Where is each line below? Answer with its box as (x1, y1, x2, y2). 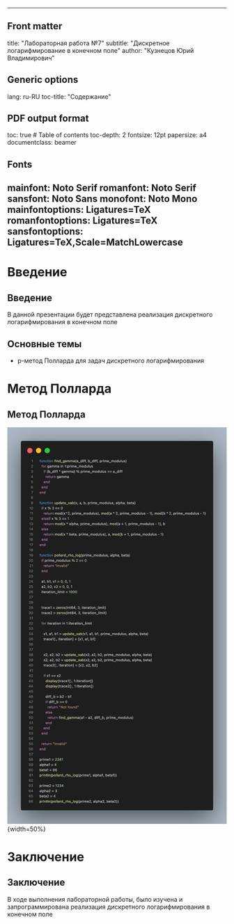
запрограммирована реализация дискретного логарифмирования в (7, 902, 210, 911)
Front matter (7, 20, 63, 32)
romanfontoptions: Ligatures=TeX (7, 215, 158, 227)
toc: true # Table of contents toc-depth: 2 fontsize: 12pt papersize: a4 (7, 131, 208, 139)
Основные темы (7, 338, 82, 350)
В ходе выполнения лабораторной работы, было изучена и (7, 895, 183, 903)
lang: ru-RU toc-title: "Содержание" (7, 92, 111, 101)
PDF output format (7, 113, 89, 125)
